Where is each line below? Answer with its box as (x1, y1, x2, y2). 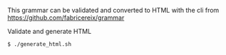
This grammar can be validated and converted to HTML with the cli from (7, 6, 220, 14)
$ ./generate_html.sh (7, 41, 72, 48)
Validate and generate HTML (7, 28, 92, 35)
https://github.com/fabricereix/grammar (7, 13, 125, 22)
